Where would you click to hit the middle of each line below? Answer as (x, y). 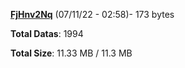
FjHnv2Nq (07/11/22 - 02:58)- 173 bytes (92, 14)
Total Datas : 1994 (47, 33)
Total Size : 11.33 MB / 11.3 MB (71, 53)
